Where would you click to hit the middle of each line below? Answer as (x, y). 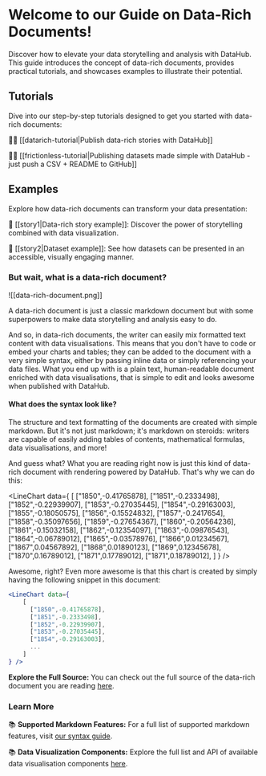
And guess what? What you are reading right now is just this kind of (120, 464)
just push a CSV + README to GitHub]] (73, 164)
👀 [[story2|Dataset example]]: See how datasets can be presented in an (127, 248)
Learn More (31, 706)
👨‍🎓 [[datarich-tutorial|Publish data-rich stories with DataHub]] (111, 140)
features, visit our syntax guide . (60, 736)
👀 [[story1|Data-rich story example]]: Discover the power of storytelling (125, 224)
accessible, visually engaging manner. (71, 257)
